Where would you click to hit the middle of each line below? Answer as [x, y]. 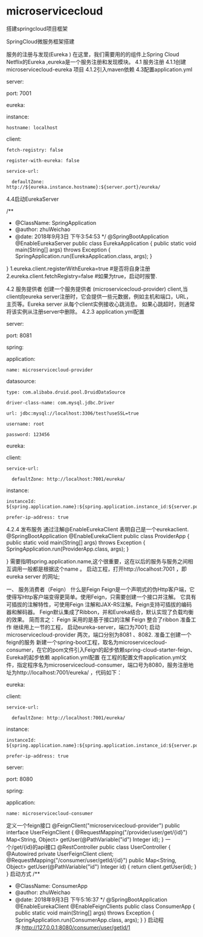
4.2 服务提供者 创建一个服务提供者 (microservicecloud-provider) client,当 [97, 289]
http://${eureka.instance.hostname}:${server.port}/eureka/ [84, 187]
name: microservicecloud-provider [50, 370]
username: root [25, 424]
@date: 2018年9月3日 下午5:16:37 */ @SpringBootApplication [91, 900]
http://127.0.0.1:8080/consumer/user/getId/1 [76, 927]
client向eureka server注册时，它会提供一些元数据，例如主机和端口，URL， [99, 296]
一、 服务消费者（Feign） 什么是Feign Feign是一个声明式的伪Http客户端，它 [101, 589]
